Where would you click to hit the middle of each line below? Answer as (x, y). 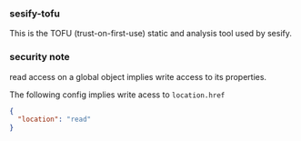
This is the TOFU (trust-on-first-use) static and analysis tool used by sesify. (151, 34)
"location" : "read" (55, 120)
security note (40, 57)
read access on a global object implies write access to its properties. (138, 76)
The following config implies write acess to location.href (117, 95)
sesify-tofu (35, 14)
